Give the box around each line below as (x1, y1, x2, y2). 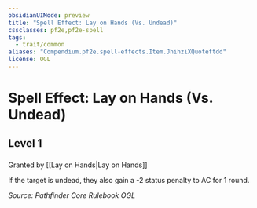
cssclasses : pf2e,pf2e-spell (8, 26, 104, 34)
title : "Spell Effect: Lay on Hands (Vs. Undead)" (8, 19, 178, 27)
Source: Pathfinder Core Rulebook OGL (8, 191, 136, 200)
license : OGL (8, 56, 51, 64)
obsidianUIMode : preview (8, 11, 90, 20)
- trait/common (15, 41, 65, 49)
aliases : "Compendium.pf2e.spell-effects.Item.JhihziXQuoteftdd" (8, 48, 226, 56)
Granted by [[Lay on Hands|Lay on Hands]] (8, 160, 148, 170)
